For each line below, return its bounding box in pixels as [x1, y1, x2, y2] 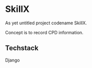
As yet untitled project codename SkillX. [5, 20, 87, 26]
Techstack [5, 44, 39, 53]
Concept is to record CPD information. [5, 29, 84, 35]
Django [5, 57, 20, 63]
